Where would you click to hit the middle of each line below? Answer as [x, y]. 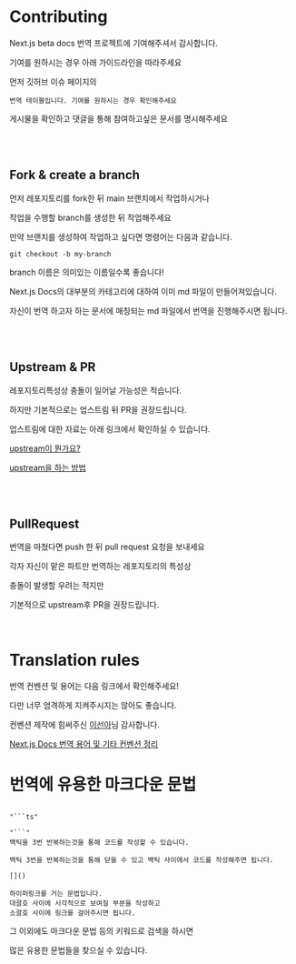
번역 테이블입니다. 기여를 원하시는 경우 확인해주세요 [93, 100]
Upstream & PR [53, 367]
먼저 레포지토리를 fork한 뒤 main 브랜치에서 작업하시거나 [110, 198]
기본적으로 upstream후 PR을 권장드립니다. [84, 605]
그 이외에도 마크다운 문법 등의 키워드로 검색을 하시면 [101, 931]
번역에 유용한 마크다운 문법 [103, 784]
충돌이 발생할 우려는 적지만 [57, 586]
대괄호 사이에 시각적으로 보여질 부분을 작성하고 [85, 904]
